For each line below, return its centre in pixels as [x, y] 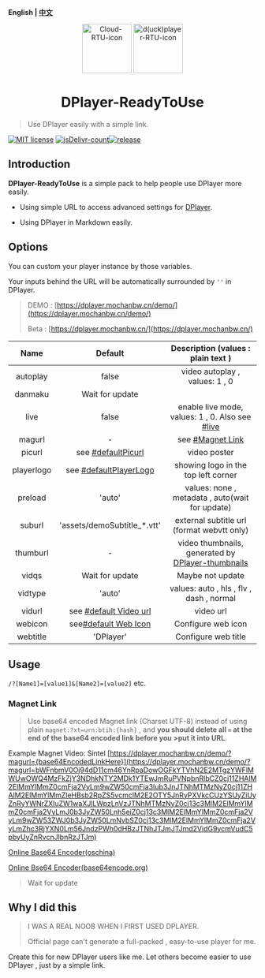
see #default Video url [110, 610]
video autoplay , [211, 371]
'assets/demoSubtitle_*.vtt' [110, 525]
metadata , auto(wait [211, 498]
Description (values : [211, 348]
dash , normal [211, 598]
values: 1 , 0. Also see [211, 416]
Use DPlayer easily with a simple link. [88, 124]
